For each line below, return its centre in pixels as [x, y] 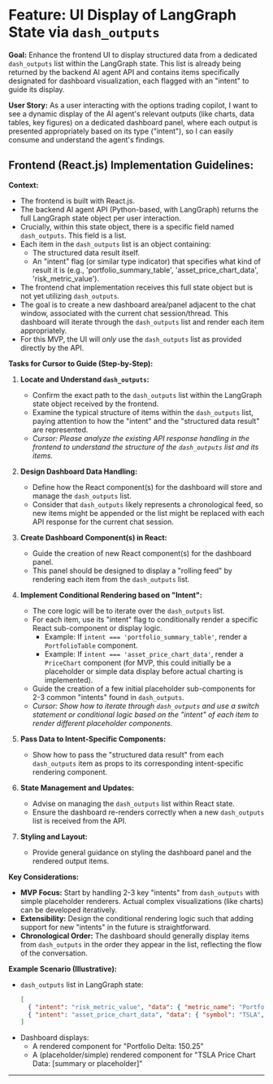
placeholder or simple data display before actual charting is [144, 671]
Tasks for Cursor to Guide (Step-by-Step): [81, 363]
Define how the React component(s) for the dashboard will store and [147, 487]
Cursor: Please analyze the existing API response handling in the [141, 438]
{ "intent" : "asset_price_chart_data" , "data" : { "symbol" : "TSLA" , [146, 1015]
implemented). [69, 680]
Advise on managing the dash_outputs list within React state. [134, 803]
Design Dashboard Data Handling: [79, 471]
